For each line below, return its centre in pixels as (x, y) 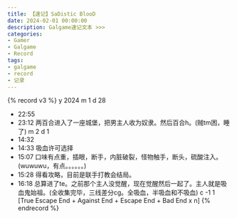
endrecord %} (38, 208)
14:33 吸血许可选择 (45, 148)
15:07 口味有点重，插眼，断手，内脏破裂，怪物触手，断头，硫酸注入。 (120, 157)
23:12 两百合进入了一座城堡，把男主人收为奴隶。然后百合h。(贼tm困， (121, 123)
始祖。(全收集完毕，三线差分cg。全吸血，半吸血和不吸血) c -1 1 (123, 192)
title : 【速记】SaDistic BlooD (52, 14)
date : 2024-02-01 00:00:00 (47, 21)
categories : (25, 34)
